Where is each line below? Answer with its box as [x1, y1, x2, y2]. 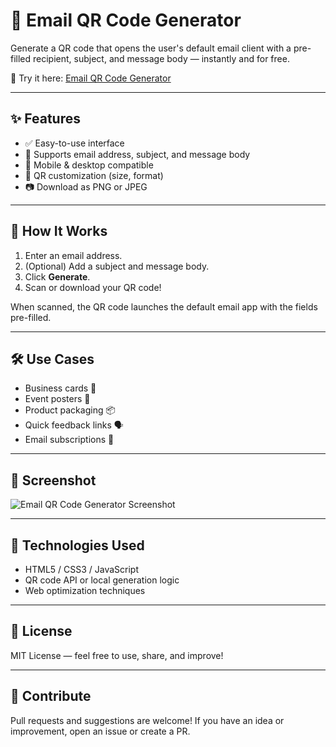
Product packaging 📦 [24, 404, 116, 416]
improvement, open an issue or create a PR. [10, 725, 191, 737]
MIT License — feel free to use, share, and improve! [10, 649, 224, 661]
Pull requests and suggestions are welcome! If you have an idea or [10, 714, 285, 726]
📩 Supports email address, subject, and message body [24, 148, 251, 160]
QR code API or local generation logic [24, 574, 180, 586]
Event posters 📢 [24, 393, 91, 405]
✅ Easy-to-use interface [24, 137, 125, 149]
